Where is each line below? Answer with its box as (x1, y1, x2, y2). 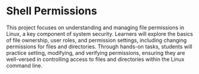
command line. (6, 61, 43, 69)
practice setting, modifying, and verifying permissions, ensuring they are (6, 49, 185, 56)
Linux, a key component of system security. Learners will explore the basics (6, 30, 193, 37)
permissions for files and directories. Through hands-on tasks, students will (6, 43, 192, 50)
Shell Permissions (6, 4, 97, 18)
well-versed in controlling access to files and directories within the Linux (6, 55, 185, 63)
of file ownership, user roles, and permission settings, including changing (6, 36, 187, 44)
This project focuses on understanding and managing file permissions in (6, 24, 184, 31)
